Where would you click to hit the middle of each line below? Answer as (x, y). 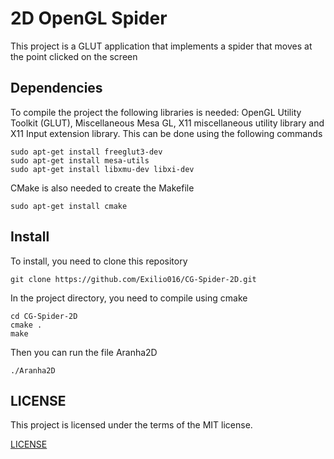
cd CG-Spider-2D (44, 316)
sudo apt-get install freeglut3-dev (86, 152)
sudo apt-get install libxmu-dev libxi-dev (102, 169)
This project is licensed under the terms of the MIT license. (131, 425)
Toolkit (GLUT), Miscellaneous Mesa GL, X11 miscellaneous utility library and (167, 123)
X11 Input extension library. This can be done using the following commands (166, 133)
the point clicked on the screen (74, 56)
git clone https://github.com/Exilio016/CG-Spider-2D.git (133, 279)
